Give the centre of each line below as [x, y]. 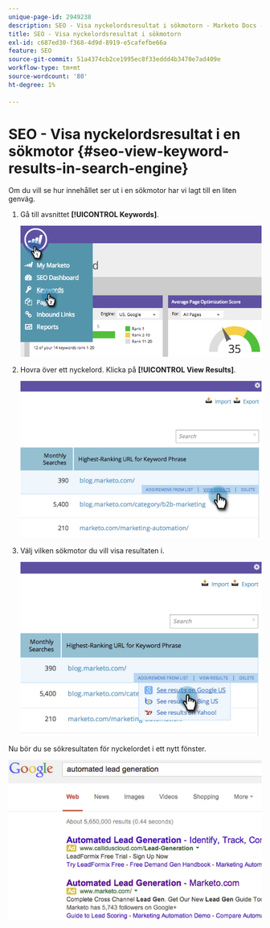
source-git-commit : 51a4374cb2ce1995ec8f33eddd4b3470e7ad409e [115, 60]
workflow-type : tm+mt [45, 68]
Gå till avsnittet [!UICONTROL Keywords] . [89, 215]
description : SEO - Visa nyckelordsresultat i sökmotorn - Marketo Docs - [136, 25]
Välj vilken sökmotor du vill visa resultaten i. [92, 551]
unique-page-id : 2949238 [50, 17]
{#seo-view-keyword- [153, 151]
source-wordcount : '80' [48, 76]
